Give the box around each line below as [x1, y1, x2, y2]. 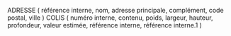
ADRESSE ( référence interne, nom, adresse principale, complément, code [7, 6, 225, 14]
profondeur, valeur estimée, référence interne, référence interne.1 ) [7, 21, 202, 29]
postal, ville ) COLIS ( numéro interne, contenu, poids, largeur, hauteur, [7, 13, 213, 22]
